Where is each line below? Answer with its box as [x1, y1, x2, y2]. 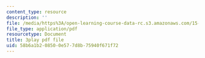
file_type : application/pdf [6, 25, 78, 32]
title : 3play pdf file [6, 37, 64, 43]
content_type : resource [6, 8, 67, 15]
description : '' [6, 14, 48, 21]
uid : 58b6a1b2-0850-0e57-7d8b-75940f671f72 [6, 43, 119, 49]
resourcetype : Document [6, 31, 67, 37]
